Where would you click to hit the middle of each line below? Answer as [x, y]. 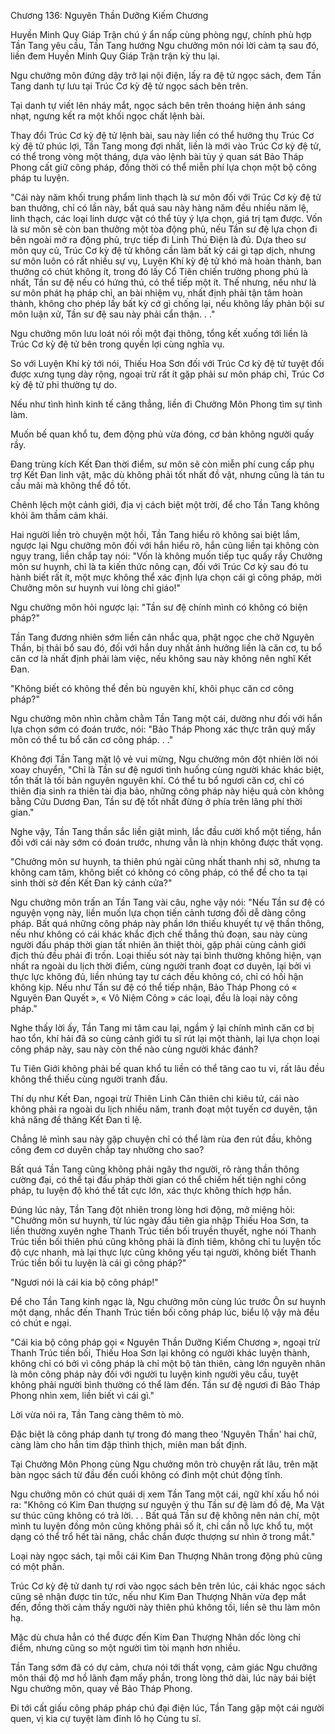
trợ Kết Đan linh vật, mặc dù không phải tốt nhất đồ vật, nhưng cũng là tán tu [167, 474]
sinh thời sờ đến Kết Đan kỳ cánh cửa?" [91, 883]
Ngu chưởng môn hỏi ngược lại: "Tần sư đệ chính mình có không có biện [159, 607]
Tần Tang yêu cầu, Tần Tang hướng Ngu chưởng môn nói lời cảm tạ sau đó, [165, 45]
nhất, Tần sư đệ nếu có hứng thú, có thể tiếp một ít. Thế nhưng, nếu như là [163, 282]
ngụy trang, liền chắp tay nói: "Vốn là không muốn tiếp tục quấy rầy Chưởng [166, 556]
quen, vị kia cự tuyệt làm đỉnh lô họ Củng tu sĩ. [106, 1718]
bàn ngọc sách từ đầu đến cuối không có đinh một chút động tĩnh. [146, 1474]
